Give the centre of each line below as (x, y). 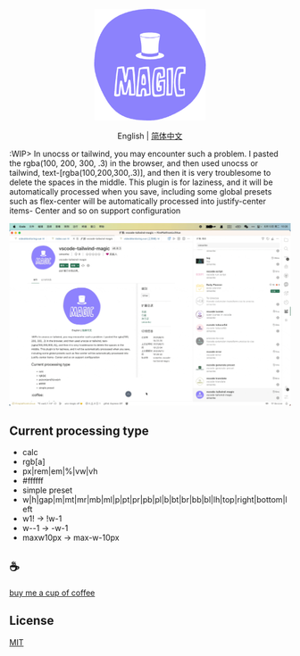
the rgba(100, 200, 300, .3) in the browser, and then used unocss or (134, 163)
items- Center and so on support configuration (95, 211)
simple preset (47, 490)
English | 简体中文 (150, 136)
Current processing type (79, 431)
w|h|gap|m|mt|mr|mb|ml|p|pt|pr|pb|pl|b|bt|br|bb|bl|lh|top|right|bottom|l (154, 500)
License (32, 621)
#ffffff (33, 481)
